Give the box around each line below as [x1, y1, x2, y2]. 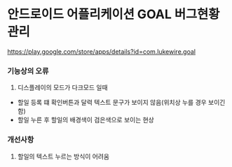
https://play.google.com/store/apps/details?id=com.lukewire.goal [7, 47, 196, 56]
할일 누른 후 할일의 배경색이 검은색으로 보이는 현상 [17, 116, 154, 124]
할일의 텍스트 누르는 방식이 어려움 [17, 152, 110, 161]
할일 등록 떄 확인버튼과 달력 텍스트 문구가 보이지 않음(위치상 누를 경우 [17, 99, 207, 107]
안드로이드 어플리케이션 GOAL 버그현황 [7, 6, 220, 22]
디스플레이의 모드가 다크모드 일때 [17, 83, 108, 92]
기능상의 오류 [7, 66, 49, 75]
